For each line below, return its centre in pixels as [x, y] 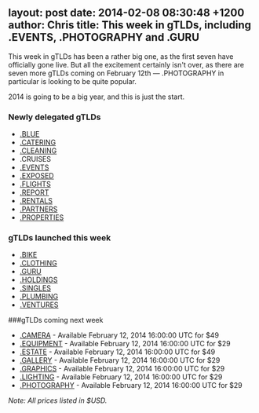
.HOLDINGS [38, 280]
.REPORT [34, 192]
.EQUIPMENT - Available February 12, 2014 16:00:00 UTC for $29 [125, 344]
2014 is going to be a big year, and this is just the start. [97, 97]
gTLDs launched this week [60, 238]
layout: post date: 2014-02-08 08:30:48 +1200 [126, 13]
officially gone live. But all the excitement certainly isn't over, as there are [126, 64]
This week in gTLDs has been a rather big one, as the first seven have [121, 56]
